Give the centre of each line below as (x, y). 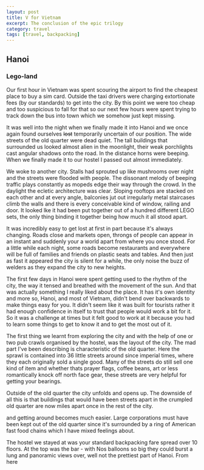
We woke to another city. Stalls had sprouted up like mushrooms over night (100, 171)
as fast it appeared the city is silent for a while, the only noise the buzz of (98, 261)
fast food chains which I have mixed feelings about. (71, 430)
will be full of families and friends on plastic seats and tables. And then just (100, 254)
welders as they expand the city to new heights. (66, 267)
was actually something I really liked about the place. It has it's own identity (101, 292)
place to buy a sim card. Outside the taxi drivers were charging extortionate (101, 96)
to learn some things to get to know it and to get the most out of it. (89, 324)
